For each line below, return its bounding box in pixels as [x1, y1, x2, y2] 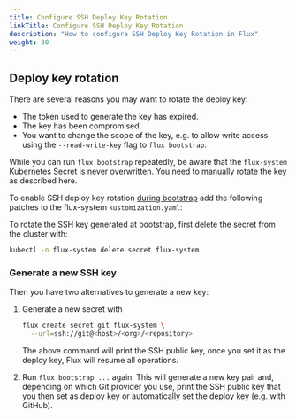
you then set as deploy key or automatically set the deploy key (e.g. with [21, 391, 285, 401]
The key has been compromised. [21, 120, 142, 131]
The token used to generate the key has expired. [21, 112, 199, 122]
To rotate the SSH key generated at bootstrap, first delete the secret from [9, 219, 277, 230]
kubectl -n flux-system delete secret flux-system [9, 245, 200, 255]
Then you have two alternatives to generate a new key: [9, 287, 209, 298]
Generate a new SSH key [9, 267, 118, 279]
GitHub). [21, 400, 53, 410]
